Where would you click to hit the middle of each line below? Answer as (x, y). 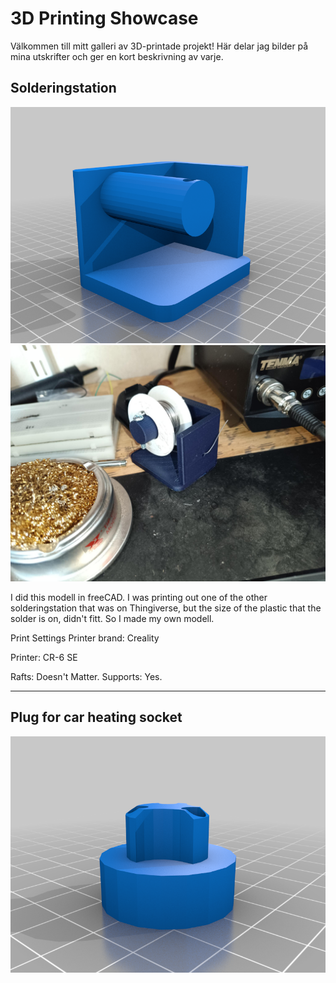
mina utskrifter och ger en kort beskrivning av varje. (117, 56)
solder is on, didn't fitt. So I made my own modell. (112, 618)
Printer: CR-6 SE (44, 657)
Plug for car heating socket (96, 717)
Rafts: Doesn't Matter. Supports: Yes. (86, 676)
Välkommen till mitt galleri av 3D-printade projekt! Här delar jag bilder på (159, 46)
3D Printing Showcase (104, 18)
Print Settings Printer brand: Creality (85, 638)
